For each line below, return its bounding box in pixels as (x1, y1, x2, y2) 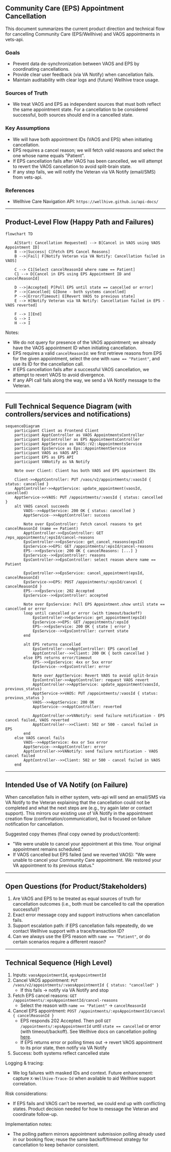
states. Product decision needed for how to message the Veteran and (12, 1106, 159, 1112)
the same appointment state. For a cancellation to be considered (12, 106, 148, 113)
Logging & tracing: (5, 1060, 44, 1066)
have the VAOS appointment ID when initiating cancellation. (12, 345, 137, 351)
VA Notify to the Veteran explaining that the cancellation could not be (5, 799, 150, 806)
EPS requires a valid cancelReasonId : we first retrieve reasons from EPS (12, 350, 162, 356)
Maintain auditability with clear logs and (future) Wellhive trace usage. (12, 77, 159, 83)
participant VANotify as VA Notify (14, 459, 90, 464)
